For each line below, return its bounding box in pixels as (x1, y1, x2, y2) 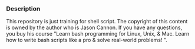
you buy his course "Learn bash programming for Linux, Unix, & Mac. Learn (6, 30, 190, 37)
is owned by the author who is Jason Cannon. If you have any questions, (6, 24, 183, 31)
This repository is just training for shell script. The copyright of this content (6, 18, 188, 25)
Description (6, 5, 41, 13)
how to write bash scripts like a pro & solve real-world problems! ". (6, 37, 168, 44)
